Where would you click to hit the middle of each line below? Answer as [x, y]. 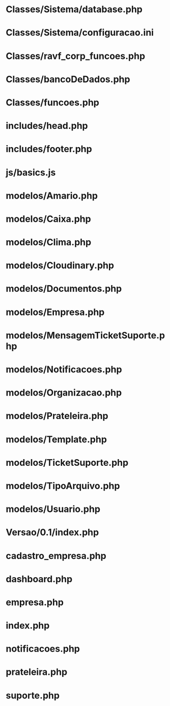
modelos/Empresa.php [55, 312]
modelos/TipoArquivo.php [63, 486]
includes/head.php [47, 126]
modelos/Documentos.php [64, 289]
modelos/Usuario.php [53, 509]
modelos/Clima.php [49, 242]
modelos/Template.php [56, 439]
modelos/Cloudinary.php [60, 265]
